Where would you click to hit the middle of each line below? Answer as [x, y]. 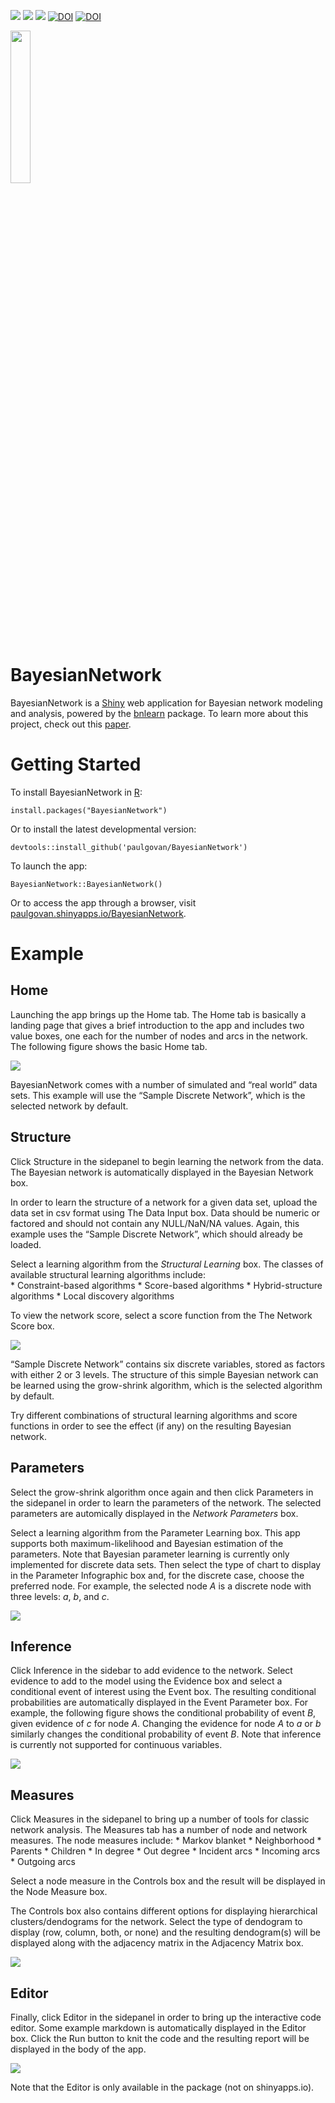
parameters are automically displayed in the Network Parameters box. [154, 1513]
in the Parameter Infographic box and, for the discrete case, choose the [157, 1575]
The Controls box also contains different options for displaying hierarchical [164, 1911]
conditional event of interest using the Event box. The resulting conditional [163, 1692]
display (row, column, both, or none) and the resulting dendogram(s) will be [166, 1932]
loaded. [26, 1244]
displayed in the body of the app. [78, 2049]
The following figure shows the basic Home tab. [109, 1046]
